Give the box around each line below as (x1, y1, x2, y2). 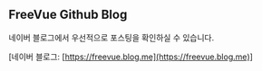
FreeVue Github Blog (8, 7, 128, 22)
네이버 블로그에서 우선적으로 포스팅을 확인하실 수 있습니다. (8, 31, 215, 43)
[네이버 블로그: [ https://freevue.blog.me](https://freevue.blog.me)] (8, 51, 253, 62)
